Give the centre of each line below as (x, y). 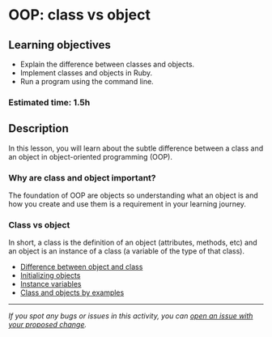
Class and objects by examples (72, 292)
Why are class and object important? (82, 177)
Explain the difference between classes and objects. (107, 64)
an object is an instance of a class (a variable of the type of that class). (127, 251)
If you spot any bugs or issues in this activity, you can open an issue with (131, 316)
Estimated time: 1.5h (49, 102)
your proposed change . (48, 325)
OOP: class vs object (80, 15)
